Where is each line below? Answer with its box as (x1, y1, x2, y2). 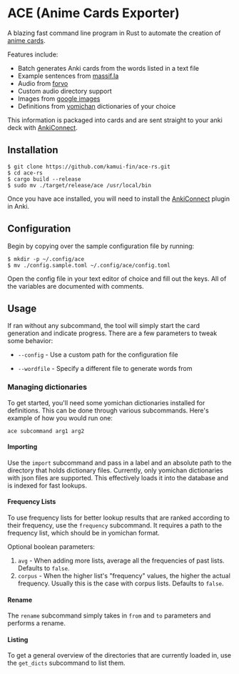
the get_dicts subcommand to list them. (7, 659, 126, 668)
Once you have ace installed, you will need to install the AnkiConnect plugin (7, 194, 230, 203)
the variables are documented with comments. (7, 282, 144, 290)
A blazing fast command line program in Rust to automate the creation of (7, 29, 221, 37)
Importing (7, 442, 38, 451)
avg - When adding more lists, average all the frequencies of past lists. (17, 556, 225, 565)
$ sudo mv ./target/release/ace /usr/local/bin (7, 182, 152, 189)
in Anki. (7, 202, 30, 210)
